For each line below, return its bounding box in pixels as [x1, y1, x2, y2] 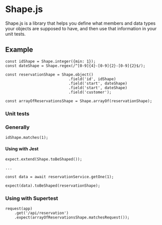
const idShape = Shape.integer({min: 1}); [5, 59, 96, 64]
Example [5, 45, 33, 54]
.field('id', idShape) [68, 77, 116, 82]
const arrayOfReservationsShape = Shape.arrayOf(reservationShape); [5, 98, 152, 104]
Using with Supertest [5, 195, 59, 202]
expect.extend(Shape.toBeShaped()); [5, 157, 82, 162]
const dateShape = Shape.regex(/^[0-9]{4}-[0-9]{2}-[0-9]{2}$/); [5, 63, 145, 68]
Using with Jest [5, 145, 39, 152]
